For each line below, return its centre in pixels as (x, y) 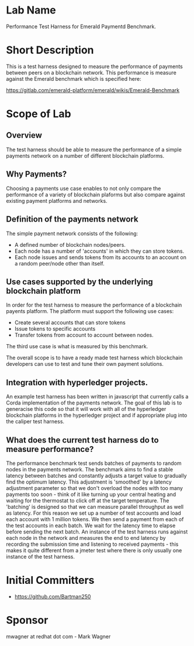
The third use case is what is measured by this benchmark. (77, 346)
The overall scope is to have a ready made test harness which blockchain (94, 358)
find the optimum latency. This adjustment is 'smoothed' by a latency (89, 482)
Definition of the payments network (72, 220)
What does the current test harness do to (82, 440)
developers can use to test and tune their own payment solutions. (85, 364)
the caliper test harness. (35, 421)
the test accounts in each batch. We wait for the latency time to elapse (91, 525)
